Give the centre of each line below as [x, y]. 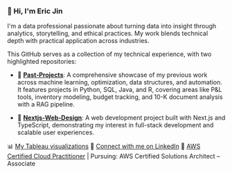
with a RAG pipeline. [46, 104]
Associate [21, 164]
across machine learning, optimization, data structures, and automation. [120, 82]
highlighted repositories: [42, 62]
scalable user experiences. [56, 133]
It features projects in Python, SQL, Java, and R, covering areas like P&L [120, 90]
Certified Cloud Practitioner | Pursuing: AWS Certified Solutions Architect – [114, 156]
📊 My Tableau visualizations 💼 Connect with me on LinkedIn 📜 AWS [104, 146]
